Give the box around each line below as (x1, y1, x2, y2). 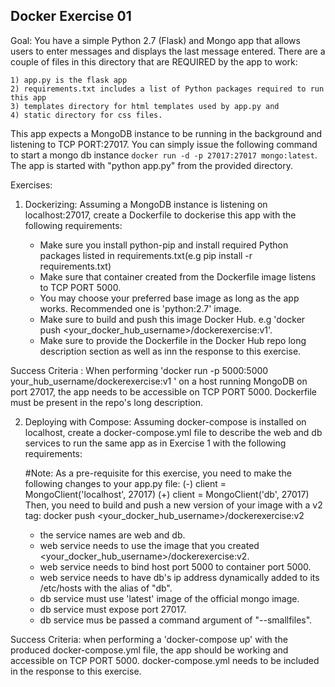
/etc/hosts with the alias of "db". (39, 582, 173, 594)
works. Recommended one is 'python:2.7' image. (39, 302, 242, 314)
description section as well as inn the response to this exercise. (39, 345, 302, 357)
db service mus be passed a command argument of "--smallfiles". (39, 614, 313, 626)
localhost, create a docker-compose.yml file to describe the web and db (24, 426, 323, 438)
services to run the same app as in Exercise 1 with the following (24, 437, 287, 449)
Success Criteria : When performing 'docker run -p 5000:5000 (10, 364, 269, 376)
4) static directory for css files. (10, 110, 163, 120)
